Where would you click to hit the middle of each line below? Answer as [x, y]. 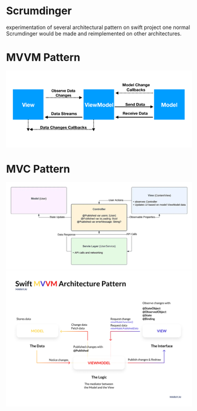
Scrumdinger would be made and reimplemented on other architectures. [94, 33]
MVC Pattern [38, 169]
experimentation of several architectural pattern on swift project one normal [98, 27]
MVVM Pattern [43, 58]
